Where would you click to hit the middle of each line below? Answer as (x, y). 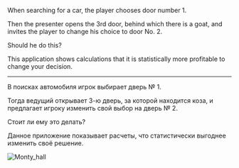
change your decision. (40, 66)
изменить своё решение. (46, 143)
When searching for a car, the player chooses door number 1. (97, 10)
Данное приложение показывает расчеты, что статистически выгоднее (117, 135)
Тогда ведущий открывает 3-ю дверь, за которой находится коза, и (110, 101)
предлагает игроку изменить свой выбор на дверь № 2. (92, 108)
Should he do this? (34, 45)
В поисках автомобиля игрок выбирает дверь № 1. (85, 87)
